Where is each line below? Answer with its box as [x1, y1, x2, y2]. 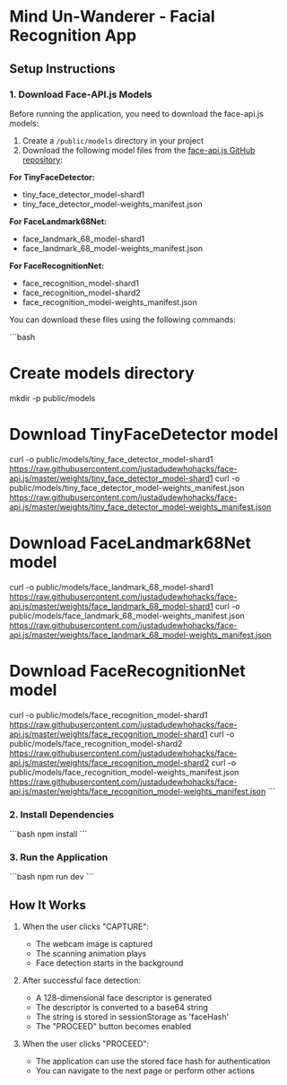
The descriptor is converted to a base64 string [35, 1002, 209, 1013]
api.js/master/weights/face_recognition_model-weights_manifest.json [9, 785, 266, 796]
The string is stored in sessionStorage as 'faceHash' [35, 1011, 230, 1022]
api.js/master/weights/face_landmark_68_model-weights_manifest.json [9, 629, 272, 640]
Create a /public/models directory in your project [22, 135, 204, 145]
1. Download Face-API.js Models [9, 88, 152, 101]
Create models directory [9, 363, 195, 383]
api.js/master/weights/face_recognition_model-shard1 [9, 729, 208, 739]
